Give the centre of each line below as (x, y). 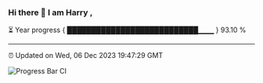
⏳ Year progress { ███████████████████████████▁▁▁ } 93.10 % (127, 30)
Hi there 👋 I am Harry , (50, 13)
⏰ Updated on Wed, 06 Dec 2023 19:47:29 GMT (86, 56)
